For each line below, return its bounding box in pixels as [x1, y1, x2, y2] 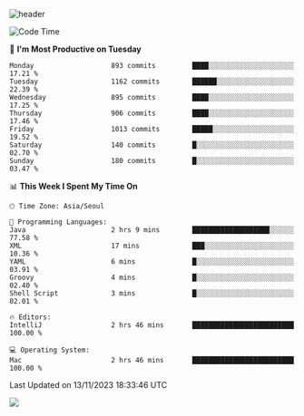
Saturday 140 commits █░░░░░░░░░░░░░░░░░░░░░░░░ [9, 140, 295, 150]
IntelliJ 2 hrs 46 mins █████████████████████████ [9, 321, 295, 330]
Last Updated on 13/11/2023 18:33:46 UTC [9, 380, 168, 390]
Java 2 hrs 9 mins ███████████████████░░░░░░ [9, 226, 295, 235]
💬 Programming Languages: [9, 218, 107, 227]
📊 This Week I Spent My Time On [9, 181, 138, 191]
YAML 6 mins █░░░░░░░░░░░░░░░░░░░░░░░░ [9, 257, 295, 266]
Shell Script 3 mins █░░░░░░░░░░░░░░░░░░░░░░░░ [9, 289, 295, 298]
